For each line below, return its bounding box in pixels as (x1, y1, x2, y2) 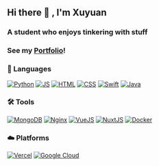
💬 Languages (7, 64, 51, 74)
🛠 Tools (7, 97, 35, 107)
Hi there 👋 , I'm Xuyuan (7, 7, 108, 19)
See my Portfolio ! (7, 46, 66, 56)
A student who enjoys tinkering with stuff (7, 27, 148, 37)
